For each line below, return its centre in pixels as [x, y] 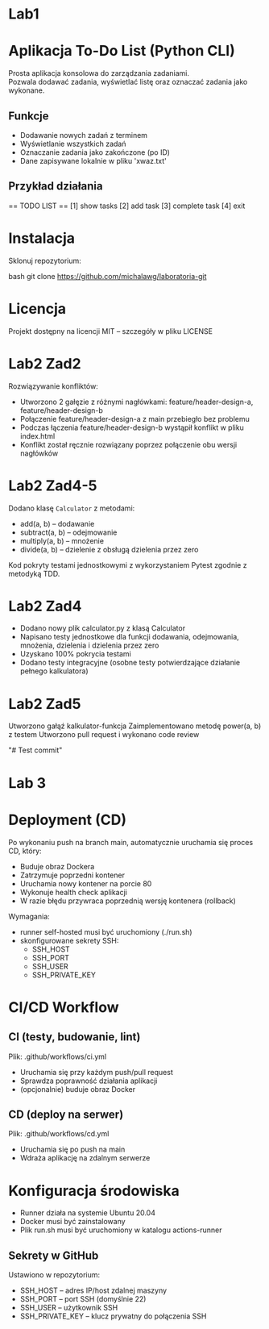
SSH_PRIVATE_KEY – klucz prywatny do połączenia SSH [113, 1316]
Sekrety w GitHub [54, 1255]
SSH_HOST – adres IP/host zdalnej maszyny [93, 1290]
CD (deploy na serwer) [66, 1114]
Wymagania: [29, 916]
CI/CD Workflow [64, 1007]
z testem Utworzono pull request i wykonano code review [104, 735]
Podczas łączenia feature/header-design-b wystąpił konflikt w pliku [132, 427]
